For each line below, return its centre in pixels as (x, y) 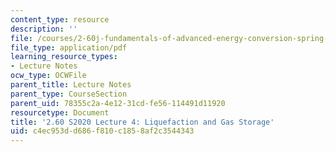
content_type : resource (60, 19)
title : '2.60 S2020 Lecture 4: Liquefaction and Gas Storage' (142, 122)
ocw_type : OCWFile (48, 76)
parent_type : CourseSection (69, 94)
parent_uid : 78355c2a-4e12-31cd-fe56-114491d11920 (118, 103)
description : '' (44, 29)
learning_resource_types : (64, 57)
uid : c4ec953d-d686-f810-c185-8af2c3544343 (102, 131)
